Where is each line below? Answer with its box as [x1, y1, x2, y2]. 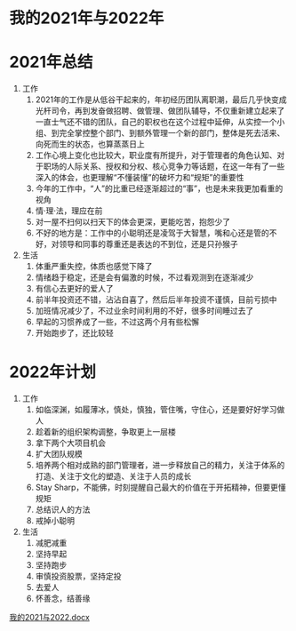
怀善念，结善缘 [35, 593, 91, 604]
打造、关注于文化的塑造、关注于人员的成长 [35, 471, 192, 482]
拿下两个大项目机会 [35, 437, 107, 449]
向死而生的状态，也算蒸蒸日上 [35, 139, 145, 149]
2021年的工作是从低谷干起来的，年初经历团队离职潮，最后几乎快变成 [35, 94, 287, 105]
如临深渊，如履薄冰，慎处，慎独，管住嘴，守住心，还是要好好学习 [35, 404, 277, 415]
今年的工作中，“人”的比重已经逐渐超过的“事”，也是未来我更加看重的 [35, 183, 284, 194]
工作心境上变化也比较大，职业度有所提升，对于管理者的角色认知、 [35, 150, 277, 161]
